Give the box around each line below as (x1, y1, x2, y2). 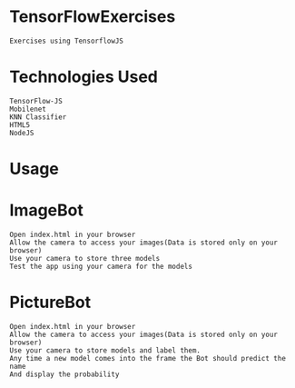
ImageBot (9, 200, 84, 221)
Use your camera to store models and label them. (9, 345, 202, 355)
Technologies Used (9, 66, 159, 87)
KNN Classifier (9, 112, 67, 122)
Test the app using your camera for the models (9, 262, 193, 271)
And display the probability (9, 370, 120, 379)
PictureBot (9, 293, 92, 313)
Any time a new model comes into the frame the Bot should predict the (9, 353, 286, 363)
